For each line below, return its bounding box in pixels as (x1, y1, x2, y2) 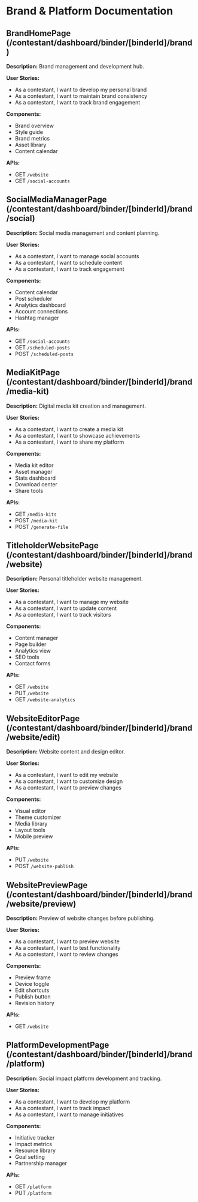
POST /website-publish (14, 863, 74, 870)
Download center (14, 480, 58, 488)
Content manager (14, 635, 59, 642)
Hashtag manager (14, 314, 60, 321)
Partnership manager (14, 1159, 68, 1167)
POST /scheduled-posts (14, 350, 74, 357)
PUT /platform (14, 1189, 52, 1196)
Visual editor (14, 808, 46, 815)
